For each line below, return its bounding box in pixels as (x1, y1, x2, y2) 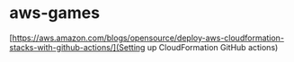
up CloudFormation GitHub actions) (147, 41, 279, 52)
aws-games (9, 3, 101, 23)
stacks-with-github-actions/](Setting (9, 41, 146, 52)
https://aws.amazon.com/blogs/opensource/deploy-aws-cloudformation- (12, 32, 285, 43)
